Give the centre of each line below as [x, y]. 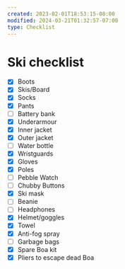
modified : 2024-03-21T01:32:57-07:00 [63, 21]
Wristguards [35, 154]
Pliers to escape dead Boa [56, 257]
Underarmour [37, 122]
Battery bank [36, 113]
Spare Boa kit [37, 249]
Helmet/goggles [41, 217]
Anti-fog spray [38, 234]
